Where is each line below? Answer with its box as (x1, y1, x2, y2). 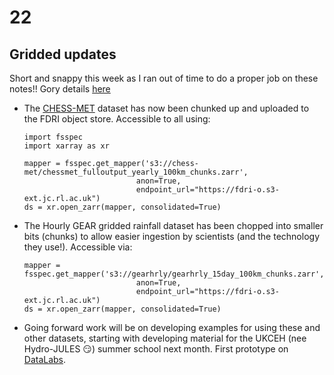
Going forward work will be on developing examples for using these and (23, 322, 321, 333)
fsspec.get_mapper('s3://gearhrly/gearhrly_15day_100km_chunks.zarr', (23, 269, 325, 279)
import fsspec (23, 132, 83, 142)
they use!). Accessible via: (23, 241, 133, 253)
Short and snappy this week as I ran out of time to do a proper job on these (9, 72, 319, 84)
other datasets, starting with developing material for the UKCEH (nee (23, 332, 307, 344)
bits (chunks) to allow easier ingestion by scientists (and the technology (23, 231, 321, 242)
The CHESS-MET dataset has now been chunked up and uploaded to (23, 102, 310, 114)
